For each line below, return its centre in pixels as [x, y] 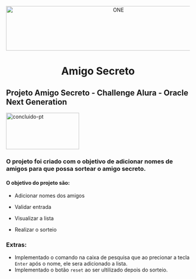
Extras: [17, 245]
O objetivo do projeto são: [38, 182]
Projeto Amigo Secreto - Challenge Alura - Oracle [97, 93]
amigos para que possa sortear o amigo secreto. [76, 168]
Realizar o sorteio [36, 230]
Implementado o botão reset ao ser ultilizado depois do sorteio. [91, 270]
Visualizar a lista [34, 218]
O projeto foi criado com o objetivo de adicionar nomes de [90, 161]
